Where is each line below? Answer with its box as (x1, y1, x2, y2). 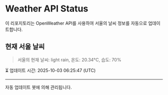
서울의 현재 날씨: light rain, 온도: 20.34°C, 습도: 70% (17, 56, 121, 62)
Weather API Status (5, 3, 88, 14)
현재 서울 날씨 (5, 42, 45, 51)
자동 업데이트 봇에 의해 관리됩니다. (5, 84, 72, 90)
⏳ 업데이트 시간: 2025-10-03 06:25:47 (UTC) (5, 67, 96, 73)
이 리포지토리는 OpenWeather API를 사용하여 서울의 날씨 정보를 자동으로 (5, 20, 147, 26)
